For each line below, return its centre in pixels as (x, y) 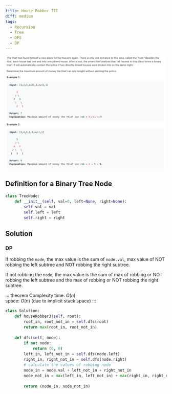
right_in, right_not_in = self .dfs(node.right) (75, 359)
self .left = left (42, 212)
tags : (11, 21)
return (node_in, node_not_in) (57, 386)
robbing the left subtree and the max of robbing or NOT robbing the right (82, 280)
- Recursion (23, 27)
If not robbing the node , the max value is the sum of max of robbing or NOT (84, 275)
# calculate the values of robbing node (67, 365)
